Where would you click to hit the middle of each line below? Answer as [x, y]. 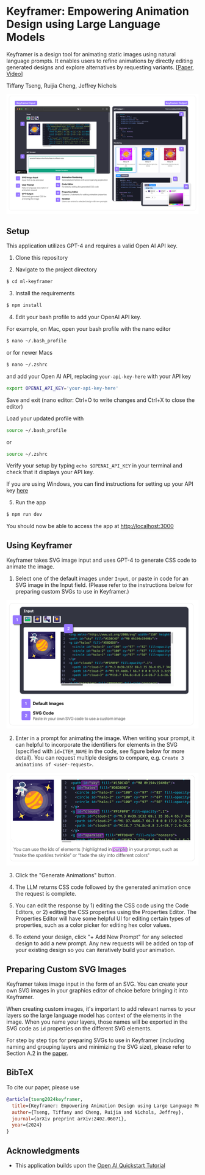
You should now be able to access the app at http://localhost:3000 [90, 526]
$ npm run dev [24, 515]
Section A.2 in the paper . [38, 1053]
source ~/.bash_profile [37, 430]
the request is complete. [46, 894]
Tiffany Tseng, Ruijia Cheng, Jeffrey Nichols [62, 85]
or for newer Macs [30, 352]
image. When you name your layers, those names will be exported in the [97, 1022]
